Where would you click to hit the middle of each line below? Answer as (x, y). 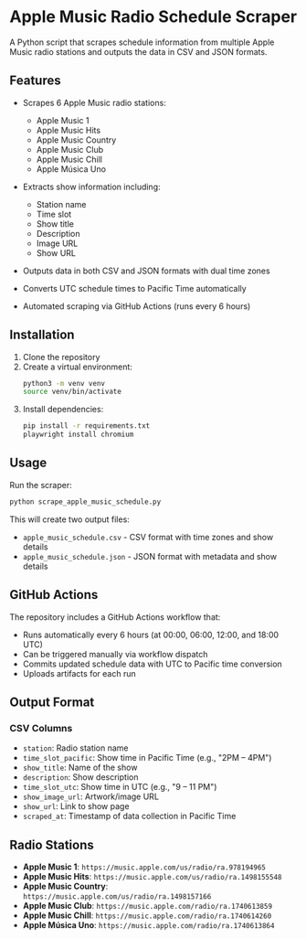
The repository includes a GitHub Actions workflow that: (115, 617)
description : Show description (80, 777)
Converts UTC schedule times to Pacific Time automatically (134, 288)
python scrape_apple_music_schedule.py (85, 502)
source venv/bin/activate (72, 392)
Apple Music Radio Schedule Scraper (153, 17)
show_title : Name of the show (80, 768)
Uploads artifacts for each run (79, 673)
